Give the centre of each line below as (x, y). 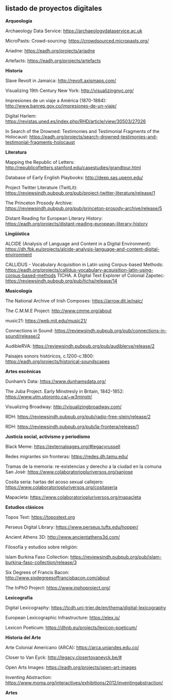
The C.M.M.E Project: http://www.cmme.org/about (59, 311)
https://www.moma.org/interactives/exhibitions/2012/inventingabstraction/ (84, 683)
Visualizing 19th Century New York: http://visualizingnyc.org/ (70, 90)
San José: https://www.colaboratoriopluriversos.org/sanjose (69, 471)
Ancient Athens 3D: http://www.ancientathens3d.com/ (63, 537)
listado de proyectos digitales (54, 8)
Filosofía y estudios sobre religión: (42, 547)
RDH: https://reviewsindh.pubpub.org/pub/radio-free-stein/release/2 (78, 417)
